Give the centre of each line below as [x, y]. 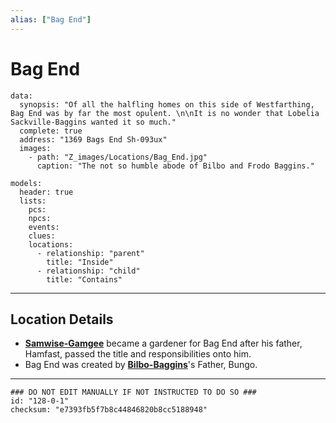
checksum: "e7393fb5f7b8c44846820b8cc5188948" [109, 410]
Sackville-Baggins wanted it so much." [93, 122]
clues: [42, 236]
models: [26, 183]
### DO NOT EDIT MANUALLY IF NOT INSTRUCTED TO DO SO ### [133, 392]
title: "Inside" [80, 262]
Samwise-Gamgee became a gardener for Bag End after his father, [163, 343]
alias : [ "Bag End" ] [51, 19]
